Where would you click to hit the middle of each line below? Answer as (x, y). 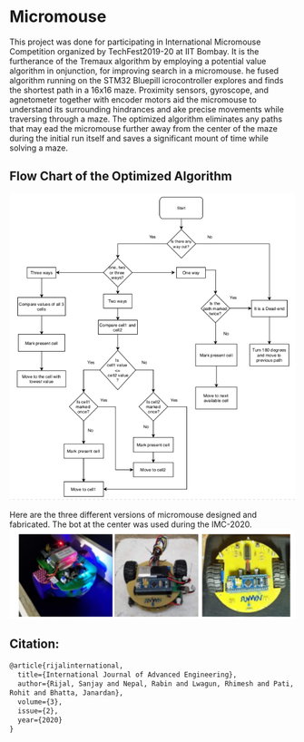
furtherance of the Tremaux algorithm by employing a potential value (138, 61)
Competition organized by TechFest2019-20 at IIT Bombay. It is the (134, 51)
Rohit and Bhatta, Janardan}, (67, 693)
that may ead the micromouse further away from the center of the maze (144, 128)
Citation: (34, 644)
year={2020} (40, 720)
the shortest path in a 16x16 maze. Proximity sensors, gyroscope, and (139, 90)
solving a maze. (39, 148)
